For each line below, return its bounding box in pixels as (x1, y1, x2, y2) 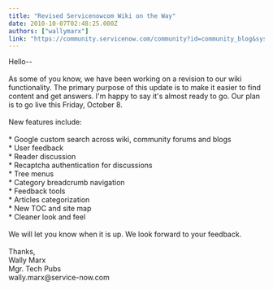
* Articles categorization (8, 195, 90, 205)
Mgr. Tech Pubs (8, 264, 62, 274)
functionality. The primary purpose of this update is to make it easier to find (8, 83, 262, 93)
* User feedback (8, 143, 64, 153)
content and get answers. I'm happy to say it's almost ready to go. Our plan (8, 91, 261, 102)
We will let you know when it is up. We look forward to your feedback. (8, 229, 242, 240)
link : (8, 34, 27, 43)
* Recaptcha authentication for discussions (8, 160, 153, 171)
